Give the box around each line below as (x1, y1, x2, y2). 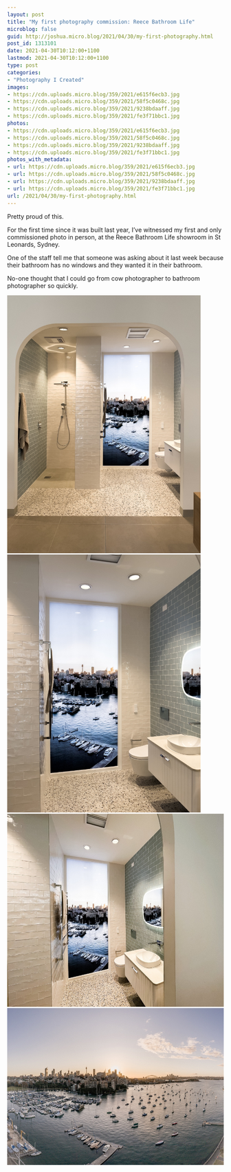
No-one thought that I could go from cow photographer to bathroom (7, 274, 201, 282)
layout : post (7, 11, 45, 18)
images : (7, 83, 30, 91)
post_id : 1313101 (7, 40, 57, 47)
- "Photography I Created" (7, 76, 85, 83)
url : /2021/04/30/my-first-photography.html (7, 193, 137, 199)
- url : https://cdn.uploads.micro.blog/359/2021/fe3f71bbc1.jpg (7, 185, 195, 192)
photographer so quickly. (7, 281, 78, 290)
